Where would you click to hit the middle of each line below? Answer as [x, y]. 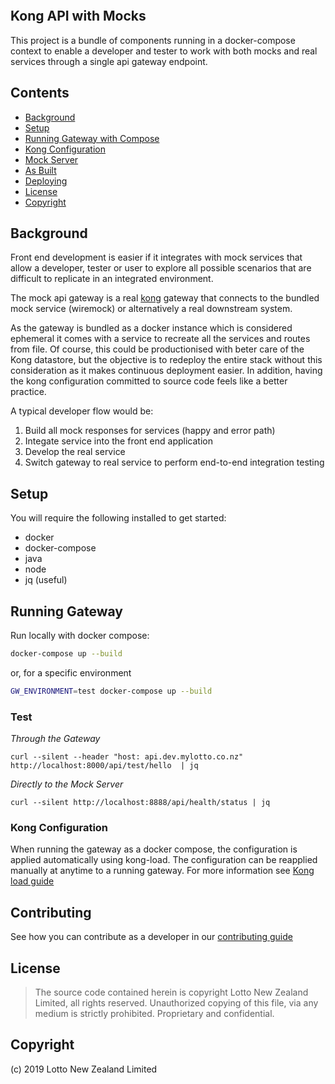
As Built [40, 170]
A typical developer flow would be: [82, 411]
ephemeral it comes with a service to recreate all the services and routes [160, 339]
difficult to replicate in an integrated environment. [112, 279]
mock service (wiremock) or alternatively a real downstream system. [151, 309]
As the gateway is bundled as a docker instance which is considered [151, 328]
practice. [28, 392]
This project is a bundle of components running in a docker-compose [153, 40]
